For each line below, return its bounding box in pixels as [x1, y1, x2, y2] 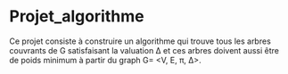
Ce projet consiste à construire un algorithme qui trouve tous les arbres [9, 36, 272, 46]
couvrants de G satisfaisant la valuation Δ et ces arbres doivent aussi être [9, 45, 279, 55]
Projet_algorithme [9, 6, 144, 27]
